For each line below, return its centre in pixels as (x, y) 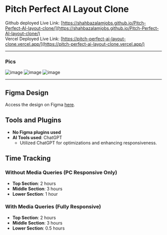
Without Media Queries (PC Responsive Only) (61, 172)
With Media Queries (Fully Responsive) (53, 207)
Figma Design (27, 93)
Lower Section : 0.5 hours (39, 228)
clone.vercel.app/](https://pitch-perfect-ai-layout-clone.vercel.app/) (75, 44)
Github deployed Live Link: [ (34, 23)
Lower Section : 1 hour (35, 194)
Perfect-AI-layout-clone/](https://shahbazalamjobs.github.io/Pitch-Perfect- (82, 28)
